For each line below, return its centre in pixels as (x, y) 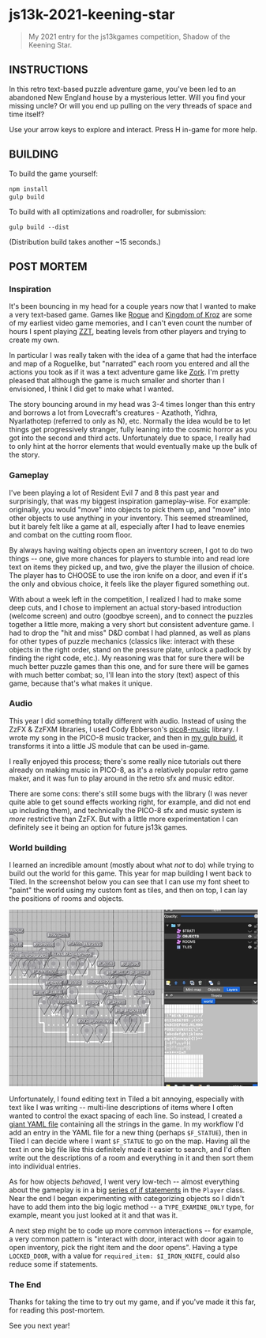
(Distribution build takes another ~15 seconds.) (85, 241)
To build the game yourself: (53, 173)
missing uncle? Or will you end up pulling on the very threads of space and (130, 105)
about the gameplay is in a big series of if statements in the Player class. (127, 1190)
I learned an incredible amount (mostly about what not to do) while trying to (132, 865)
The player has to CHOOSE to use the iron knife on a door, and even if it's (128, 575)
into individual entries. (45, 1166)
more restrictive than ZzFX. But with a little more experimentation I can (124, 819)
